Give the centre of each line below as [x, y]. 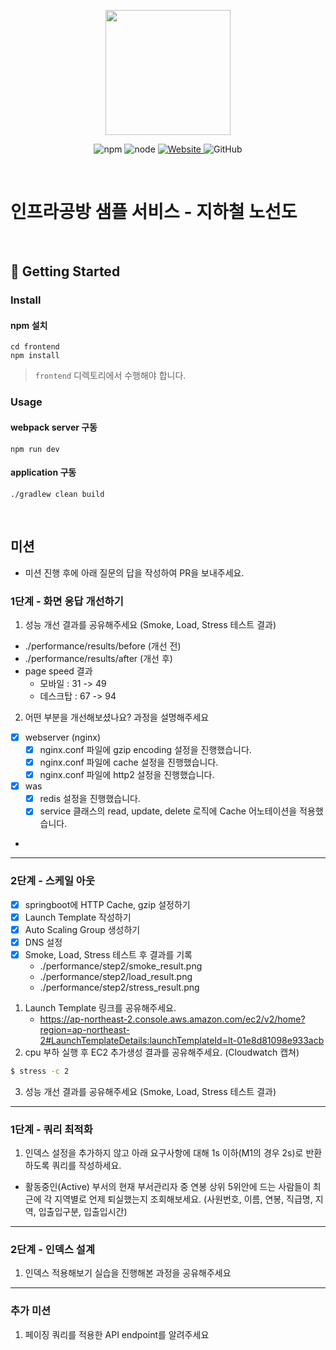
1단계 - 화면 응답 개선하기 [67, 601]
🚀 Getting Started [65, 271]
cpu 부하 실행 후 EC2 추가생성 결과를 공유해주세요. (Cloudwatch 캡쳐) [162, 1052]
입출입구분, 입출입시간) [83, 1212]
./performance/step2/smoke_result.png [121, 966]
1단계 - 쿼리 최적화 [51, 1129]
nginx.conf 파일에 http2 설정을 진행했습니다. [127, 775]
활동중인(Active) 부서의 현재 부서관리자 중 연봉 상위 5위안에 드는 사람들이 [167, 1187]
